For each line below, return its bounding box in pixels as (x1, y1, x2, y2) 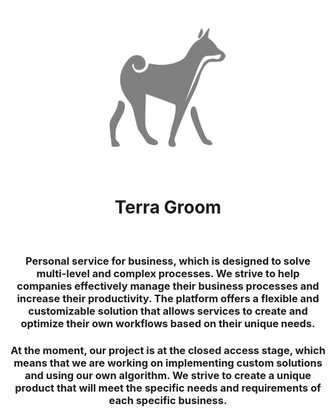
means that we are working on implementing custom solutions (13, 356, 323, 370)
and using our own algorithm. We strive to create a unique (24, 368, 312, 382)
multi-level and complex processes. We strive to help (36, 266, 300, 280)
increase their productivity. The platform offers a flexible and (16, 291, 320, 305)
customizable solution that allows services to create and (28, 304, 308, 318)
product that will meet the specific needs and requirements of (14, 381, 322, 395)
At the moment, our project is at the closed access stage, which (10, 343, 326, 357)
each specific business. (108, 393, 228, 407)
